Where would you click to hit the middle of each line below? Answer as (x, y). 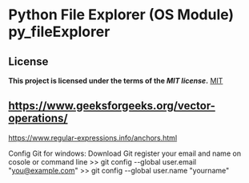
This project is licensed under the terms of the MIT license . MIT (116, 81)
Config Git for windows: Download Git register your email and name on (125, 153)
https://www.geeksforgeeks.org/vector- (112, 106)
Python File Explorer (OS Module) (121, 15)
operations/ (38, 118)
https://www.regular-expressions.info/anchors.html (93, 137)
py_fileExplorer (59, 32)
